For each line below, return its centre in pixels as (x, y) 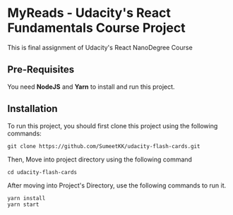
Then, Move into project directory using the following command (100, 159)
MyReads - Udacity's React (89, 13)
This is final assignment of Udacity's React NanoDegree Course (100, 47)
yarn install (26, 198)
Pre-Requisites (41, 69)
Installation (32, 109)
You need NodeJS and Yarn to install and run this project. (91, 87)
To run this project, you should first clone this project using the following (113, 125)
